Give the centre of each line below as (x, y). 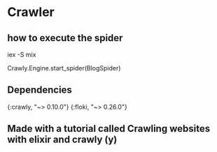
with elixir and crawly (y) (62, 140)
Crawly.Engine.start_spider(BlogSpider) (64, 68)
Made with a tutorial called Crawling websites (109, 129)
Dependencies (40, 90)
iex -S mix (22, 54)
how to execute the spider (65, 38)
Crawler (31, 12)
